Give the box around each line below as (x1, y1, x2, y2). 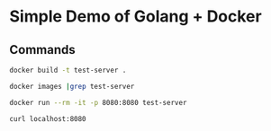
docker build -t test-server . (9, 65, 127, 74)
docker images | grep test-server (9, 82, 135, 91)
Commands (9, 42, 77, 57)
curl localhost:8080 (9, 114, 87, 123)
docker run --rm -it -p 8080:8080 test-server (9, 98, 187, 107)
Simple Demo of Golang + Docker (9, 6, 263, 27)
